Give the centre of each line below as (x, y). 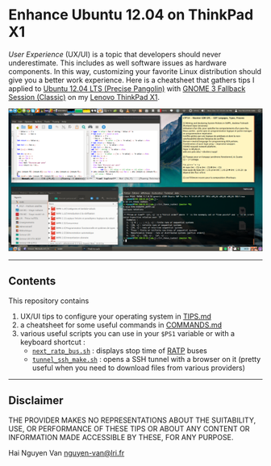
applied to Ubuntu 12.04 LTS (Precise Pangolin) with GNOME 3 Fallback (127, 88)
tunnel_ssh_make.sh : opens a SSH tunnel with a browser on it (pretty (146, 359)
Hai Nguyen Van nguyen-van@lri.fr (67, 452)
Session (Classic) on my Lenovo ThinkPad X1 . (84, 97)
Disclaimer (36, 401)
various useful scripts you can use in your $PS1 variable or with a (127, 333)
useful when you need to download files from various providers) (139, 368)
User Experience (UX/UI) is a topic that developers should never (115, 54)
